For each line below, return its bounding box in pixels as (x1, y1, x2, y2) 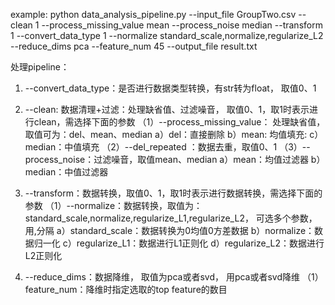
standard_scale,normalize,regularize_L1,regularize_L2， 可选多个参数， (24, 212, 318, 224)
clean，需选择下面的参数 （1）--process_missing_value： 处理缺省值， (33, 116, 326, 128)
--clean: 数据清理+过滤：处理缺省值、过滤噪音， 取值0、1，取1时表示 (24, 104, 310, 115)
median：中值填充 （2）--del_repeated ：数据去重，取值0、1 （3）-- (24, 141, 311, 153)
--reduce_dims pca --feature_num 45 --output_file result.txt (10, 40, 258, 52)
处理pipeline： (10, 61, 70, 73)
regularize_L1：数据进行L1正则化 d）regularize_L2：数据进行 (76, 237, 325, 249)
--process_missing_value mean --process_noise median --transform (41, 19, 323, 31)
